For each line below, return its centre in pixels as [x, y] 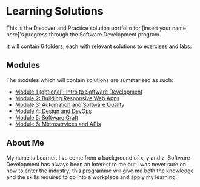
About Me [25, 143]
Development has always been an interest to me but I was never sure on [96, 164]
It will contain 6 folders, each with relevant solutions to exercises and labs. [99, 46]
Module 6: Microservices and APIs [58, 124]
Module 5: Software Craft [47, 117]
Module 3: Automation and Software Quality [70, 104]
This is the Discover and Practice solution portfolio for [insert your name [96, 28]
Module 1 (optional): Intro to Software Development [79, 92]
